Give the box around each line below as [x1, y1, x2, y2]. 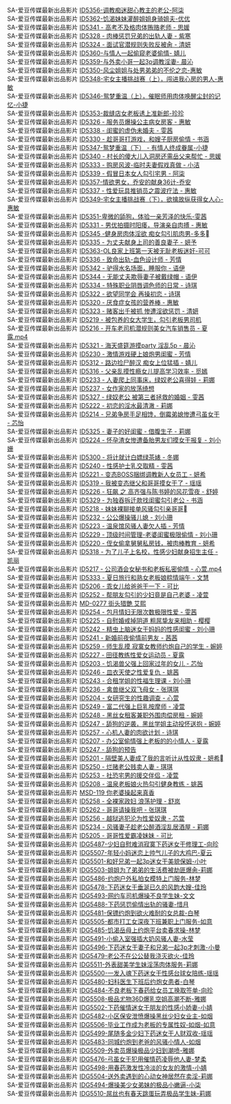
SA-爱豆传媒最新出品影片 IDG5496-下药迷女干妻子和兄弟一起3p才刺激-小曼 [7, 943, 221, 951]
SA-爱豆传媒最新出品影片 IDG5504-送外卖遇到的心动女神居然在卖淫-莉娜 [7, 1072, 213, 1080]
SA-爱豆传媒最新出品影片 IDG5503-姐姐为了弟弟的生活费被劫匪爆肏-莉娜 [7, 866, 213, 874]
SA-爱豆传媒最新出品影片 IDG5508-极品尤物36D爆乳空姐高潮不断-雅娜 [7, 995, 207, 1003]
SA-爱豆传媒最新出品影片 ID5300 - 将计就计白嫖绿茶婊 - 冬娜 [7, 453, 179, 461]
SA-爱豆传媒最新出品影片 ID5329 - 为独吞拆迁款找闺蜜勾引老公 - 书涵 [7, 496, 203, 504]
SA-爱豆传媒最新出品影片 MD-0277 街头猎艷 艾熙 [7, 599, 146, 607]
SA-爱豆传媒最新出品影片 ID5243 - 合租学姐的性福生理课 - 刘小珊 [7, 677, 191, 684]
